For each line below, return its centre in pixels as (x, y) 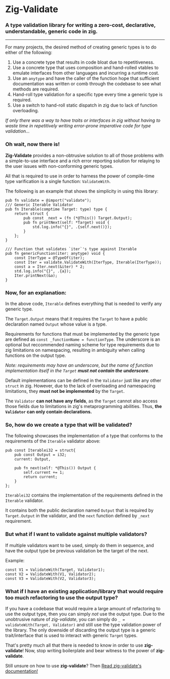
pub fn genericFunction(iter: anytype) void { (55, 253)
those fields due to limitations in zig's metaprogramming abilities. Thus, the (83, 406)
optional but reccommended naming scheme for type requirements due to (82, 345)
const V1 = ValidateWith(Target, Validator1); (55, 570)
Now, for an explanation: (36, 293)
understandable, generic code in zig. (51, 31)
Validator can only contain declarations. (49, 412)
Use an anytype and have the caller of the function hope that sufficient (86, 78)
